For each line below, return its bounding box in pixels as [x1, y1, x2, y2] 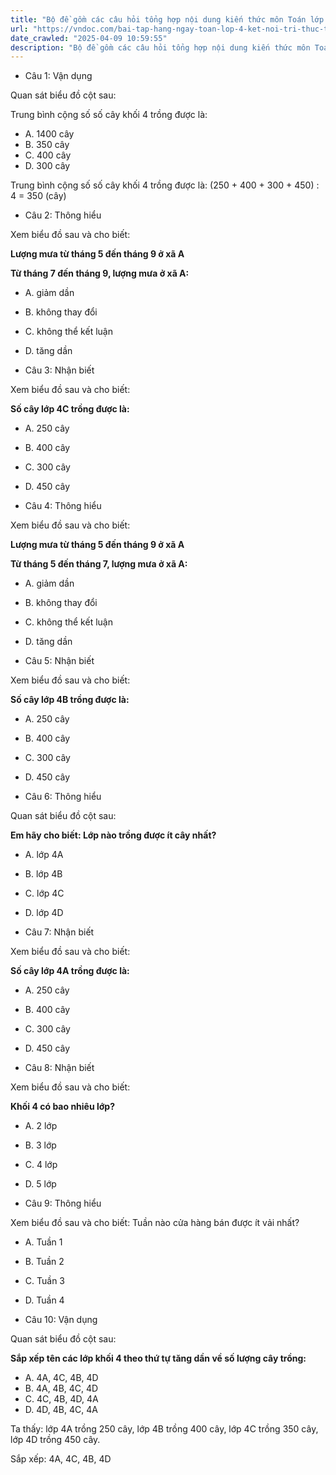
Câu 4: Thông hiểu [24, 500, 102, 512]
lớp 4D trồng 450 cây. [10, 1434, 101, 1446]
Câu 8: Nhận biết [24, 1062, 95, 1074]
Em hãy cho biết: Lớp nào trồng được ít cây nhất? [10, 829, 217, 841]
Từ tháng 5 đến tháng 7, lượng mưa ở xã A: [10, 558, 188, 570]
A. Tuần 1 [24, 1236, 63, 1248]
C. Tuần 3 [24, 1275, 65, 1287]
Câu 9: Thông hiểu [24, 1197, 102, 1210]
